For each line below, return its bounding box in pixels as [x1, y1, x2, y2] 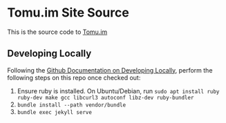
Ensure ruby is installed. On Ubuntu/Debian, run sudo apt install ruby [17, 86, 220, 95]
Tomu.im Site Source [7, 5, 129, 21]
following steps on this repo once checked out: [7, 73, 141, 82]
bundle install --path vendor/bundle [17, 102, 126, 108]
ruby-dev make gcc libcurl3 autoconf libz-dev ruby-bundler [17, 94, 194, 101]
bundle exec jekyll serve [17, 108, 92, 115]
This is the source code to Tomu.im [7, 28, 108, 36]
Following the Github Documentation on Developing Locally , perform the [7, 66, 213, 74]
